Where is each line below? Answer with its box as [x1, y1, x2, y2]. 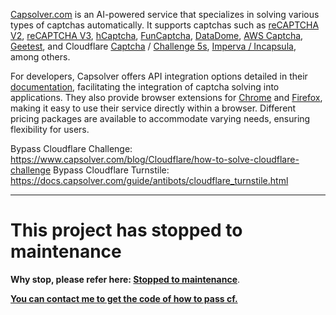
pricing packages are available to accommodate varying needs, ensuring [10, 113, 311, 124]
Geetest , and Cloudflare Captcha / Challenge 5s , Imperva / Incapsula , [10, 40, 297, 52]
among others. [10, 51, 71, 63]
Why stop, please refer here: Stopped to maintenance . [10, 273, 241, 285]
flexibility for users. [10, 124, 90, 135]
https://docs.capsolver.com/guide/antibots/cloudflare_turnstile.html [10, 175, 289, 186]
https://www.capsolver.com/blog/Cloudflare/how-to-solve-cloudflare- [10, 154, 300, 165]
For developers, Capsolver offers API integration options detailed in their [10, 70, 308, 82]
